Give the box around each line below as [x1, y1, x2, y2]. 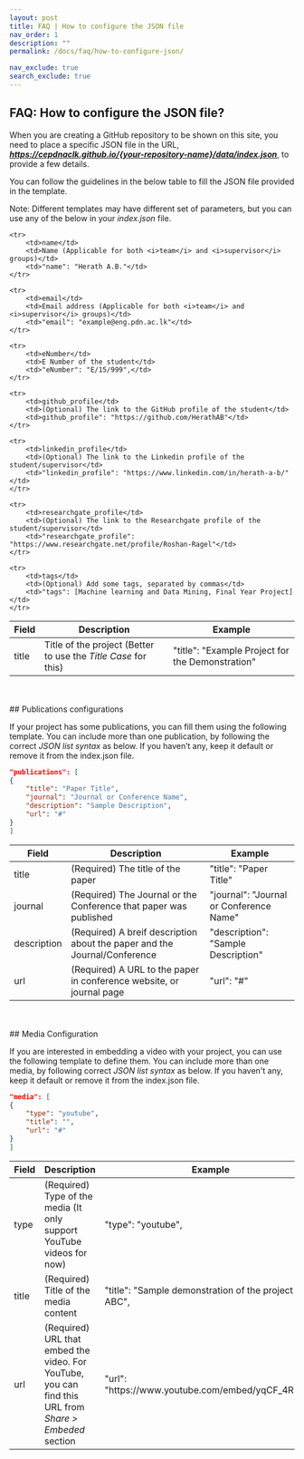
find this [43, 1389, 80, 1402]
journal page [71, 986, 125, 998]
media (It [43, 1201, 82, 1213]
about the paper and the [71, 937, 174, 949]
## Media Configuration [9, 1028, 99, 1039]
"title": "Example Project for [173, 644, 290, 657]
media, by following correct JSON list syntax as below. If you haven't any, [9, 1065, 283, 1075]
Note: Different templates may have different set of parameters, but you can [9, 203, 292, 214]
